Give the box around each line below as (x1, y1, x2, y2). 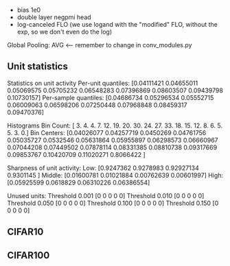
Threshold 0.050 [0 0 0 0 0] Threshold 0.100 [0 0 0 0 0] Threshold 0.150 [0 (7, 199, 219, 207)
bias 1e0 (16, 6, 41, 14)
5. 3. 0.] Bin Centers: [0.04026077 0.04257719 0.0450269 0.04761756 (7, 128, 207, 136)
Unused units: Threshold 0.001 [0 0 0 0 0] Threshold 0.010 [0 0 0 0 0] (7, 191, 205, 199)
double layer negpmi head (16, 13, 91, 21)
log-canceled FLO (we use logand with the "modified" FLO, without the (16, 21, 218, 28)
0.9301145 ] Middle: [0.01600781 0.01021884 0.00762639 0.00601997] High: (7, 171, 224, 179)
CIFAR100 (7, 250, 50, 261)
